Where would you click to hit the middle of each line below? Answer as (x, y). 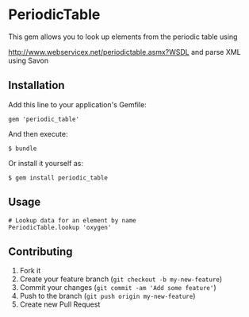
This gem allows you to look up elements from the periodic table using (123, 37)
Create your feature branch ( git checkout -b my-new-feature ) (121, 279)
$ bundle (23, 149)
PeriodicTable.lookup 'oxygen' (60, 227)
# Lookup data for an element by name (72, 220)
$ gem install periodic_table (58, 178)
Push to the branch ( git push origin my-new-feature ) (107, 296)
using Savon (29, 60)
